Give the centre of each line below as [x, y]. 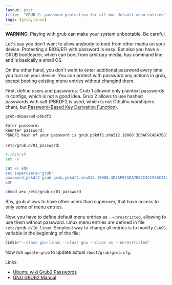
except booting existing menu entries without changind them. [70, 81]
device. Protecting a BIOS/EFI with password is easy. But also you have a [82, 50]
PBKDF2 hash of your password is [41, 135]
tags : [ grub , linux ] [26, 19]
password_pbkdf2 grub [28, 178]
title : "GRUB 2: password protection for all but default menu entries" [86, 15]
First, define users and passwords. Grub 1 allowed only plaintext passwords [85, 91]
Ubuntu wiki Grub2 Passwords [45, 272]
